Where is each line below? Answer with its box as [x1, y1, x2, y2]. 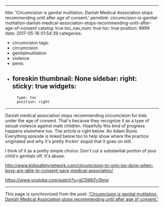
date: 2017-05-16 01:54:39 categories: [5, 30, 82, 36]
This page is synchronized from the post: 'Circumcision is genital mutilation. [5, 191, 158, 197]
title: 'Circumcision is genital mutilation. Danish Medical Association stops [5, 10, 153, 15]
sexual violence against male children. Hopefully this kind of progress [5, 123, 145, 129]
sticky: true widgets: [12, 82, 77, 91]
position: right [17, 99, 50, 104]
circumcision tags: [12, 40, 50, 45]
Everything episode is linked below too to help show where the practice [5, 133, 149, 139]
